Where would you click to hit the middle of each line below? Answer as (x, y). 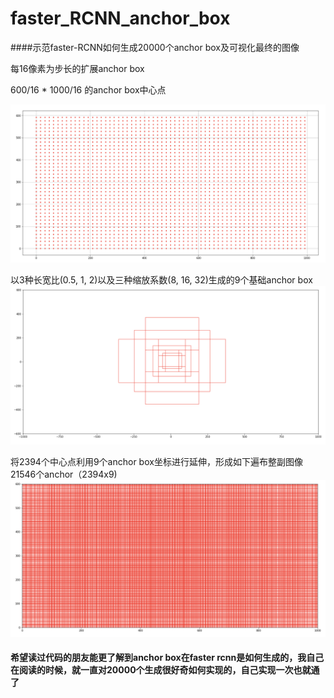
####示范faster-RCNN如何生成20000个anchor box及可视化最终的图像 (155, 47)
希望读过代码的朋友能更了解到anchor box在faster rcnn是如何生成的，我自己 (167, 658)
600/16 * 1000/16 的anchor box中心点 (88, 89)
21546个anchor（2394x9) (64, 474)
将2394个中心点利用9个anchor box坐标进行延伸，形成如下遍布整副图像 (156, 461)
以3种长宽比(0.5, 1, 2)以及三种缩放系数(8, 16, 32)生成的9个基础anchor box (161, 279)
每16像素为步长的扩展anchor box (77, 68)
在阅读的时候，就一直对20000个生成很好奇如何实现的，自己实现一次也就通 (165, 670)
